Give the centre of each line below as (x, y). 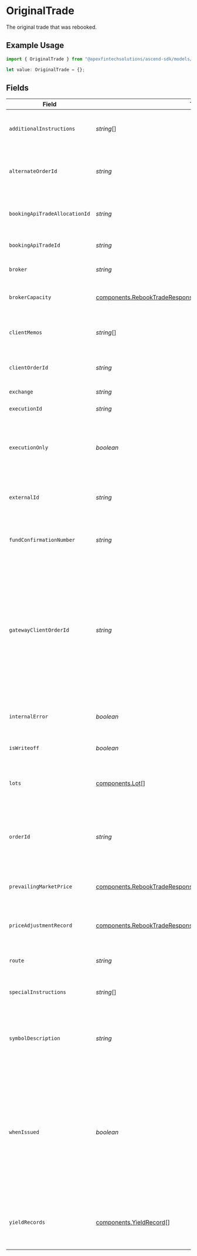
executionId (26, 409)
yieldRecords (27, 1223)
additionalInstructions (42, 129)
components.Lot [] (120, 783)
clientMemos (26, 333)
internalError (29, 717)
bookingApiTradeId (35, 245)
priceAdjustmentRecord (40, 926)
